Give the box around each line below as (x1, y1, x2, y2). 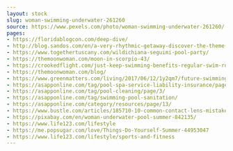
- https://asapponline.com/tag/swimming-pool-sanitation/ (6, 95, 178, 102)
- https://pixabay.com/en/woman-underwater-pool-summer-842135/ (6, 113, 197, 120)
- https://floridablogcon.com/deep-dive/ (6, 36, 129, 43)
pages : (6, 29, 26, 37)
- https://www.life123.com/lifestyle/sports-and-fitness (6, 133, 175, 140)
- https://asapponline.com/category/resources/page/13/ (6, 101, 172, 108)
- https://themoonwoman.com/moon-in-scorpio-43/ (6, 56, 150, 63)
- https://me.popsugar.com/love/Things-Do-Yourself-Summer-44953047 (6, 127, 209, 134)
